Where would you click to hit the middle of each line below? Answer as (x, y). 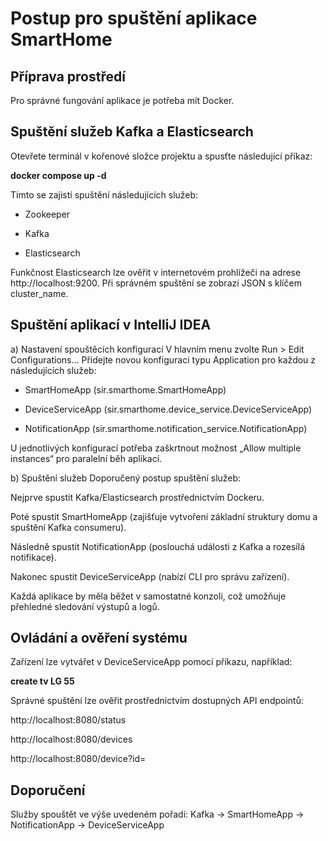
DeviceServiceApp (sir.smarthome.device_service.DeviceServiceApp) (168, 409)
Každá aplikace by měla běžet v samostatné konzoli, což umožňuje (148, 596)
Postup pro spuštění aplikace (134, 18)
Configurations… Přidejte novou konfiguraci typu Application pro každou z (163, 359)
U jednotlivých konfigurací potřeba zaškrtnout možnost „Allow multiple (156, 448)
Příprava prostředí (68, 76)
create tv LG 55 (42, 681)
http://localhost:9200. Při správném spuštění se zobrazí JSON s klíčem (156, 283)
